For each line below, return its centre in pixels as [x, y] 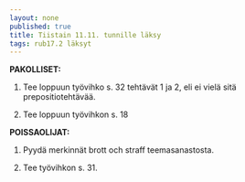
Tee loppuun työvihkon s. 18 [75, 114]
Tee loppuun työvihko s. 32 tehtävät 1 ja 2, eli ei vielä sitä [129, 87]
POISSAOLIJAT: [40, 133]
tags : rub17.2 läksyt [51, 43]
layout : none [34, 18]
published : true [40, 27]
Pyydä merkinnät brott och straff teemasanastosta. [118, 150]
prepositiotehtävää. [59, 97]
